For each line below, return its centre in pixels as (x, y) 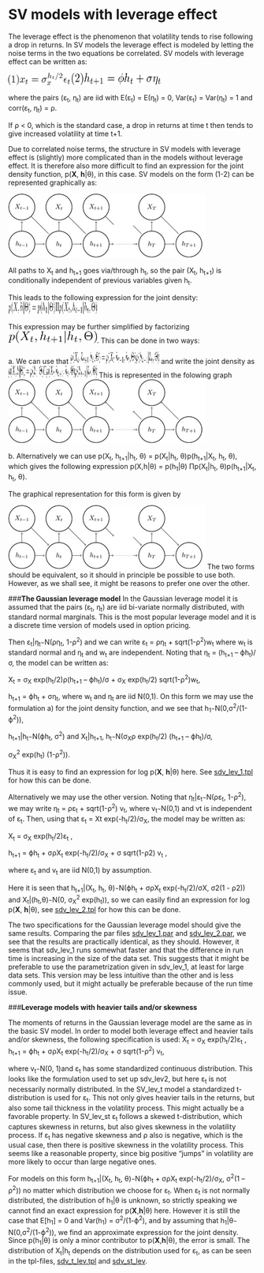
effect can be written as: (48, 62)
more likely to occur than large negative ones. (82, 1162)
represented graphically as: (52, 182)
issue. (18, 992)
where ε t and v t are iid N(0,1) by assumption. (80, 871)
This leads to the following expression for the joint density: (103, 298)
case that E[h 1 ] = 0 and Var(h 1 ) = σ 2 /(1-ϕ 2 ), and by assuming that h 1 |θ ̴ (122, 1221)
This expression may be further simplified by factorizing (99, 327)
